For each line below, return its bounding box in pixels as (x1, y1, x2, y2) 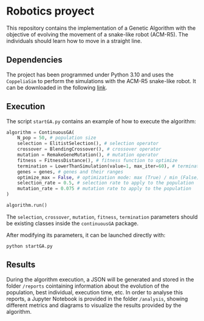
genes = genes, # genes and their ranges (17, 169, 123, 175)
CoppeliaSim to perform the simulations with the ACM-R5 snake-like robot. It (6, 77, 196, 84)
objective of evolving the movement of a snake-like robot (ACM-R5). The (6, 30, 188, 38)
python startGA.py (6, 243, 53, 249)
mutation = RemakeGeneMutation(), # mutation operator (17, 152, 159, 158)
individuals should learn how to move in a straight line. (6, 37, 142, 44)
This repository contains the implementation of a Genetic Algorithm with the (6, 24, 196, 32)
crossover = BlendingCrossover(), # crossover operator (17, 146, 162, 152)
